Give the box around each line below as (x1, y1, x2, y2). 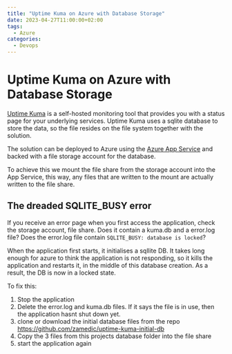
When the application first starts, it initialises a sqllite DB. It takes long (7, 246, 205, 255)
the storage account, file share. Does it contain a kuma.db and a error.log (7, 226, 215, 234)
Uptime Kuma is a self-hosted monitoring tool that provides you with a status (7, 109, 225, 117)
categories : (7, 36, 41, 43)
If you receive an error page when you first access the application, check (7, 218, 215, 226)
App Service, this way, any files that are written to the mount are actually (7, 173, 214, 181)
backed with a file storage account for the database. (7, 152, 156, 160)
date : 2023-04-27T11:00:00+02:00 (7, 17, 104, 23)
